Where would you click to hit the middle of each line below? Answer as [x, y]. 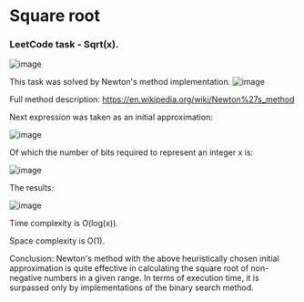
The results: [32, 188]
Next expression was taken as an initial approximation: [111, 117]
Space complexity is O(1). [57, 241]
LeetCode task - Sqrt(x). [64, 45]
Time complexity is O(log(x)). [64, 224]
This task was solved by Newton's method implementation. [120, 82]
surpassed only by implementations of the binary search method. [132, 287]
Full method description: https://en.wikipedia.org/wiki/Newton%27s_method [152, 99]
